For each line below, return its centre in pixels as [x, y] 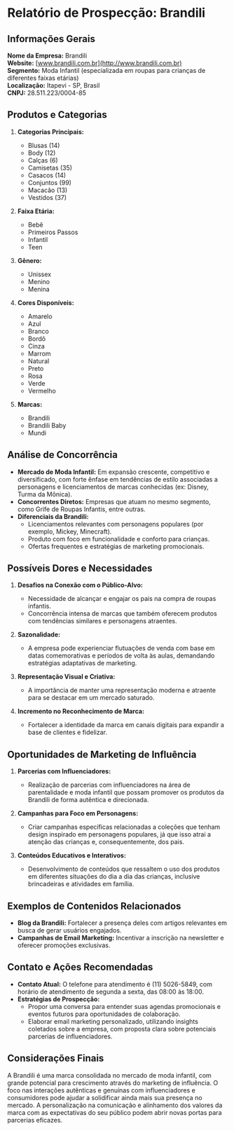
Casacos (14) [47, 175]
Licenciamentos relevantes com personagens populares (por [116, 524]
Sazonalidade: [39, 635]
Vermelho [42, 391]
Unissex [39, 274]
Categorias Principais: [50, 132]
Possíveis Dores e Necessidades [80, 568]
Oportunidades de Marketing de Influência [102, 754]
